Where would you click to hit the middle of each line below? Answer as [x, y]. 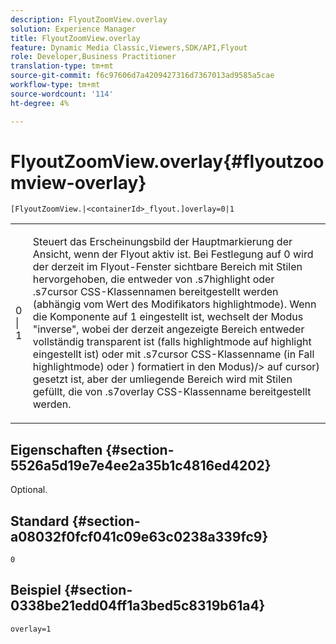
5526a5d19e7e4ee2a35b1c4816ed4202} [141, 465]
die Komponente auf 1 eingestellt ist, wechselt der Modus [168, 317]
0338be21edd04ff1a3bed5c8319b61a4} [138, 606]
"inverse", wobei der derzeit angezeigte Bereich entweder [168, 329]
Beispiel [36, 590]
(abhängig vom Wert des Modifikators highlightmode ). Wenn [174, 304]
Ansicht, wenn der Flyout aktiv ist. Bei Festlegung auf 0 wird [173, 254]
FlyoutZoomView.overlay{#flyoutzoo [167, 161]
